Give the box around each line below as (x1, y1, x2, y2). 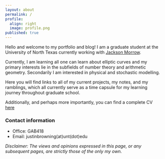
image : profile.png (9, 26, 50, 31)
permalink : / (5, 12, 32, 17)
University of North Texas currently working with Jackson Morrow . (5, 49, 142, 55)
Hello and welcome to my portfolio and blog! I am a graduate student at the (5, 44, 159, 50)
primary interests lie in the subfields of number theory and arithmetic (5, 64, 146, 70)
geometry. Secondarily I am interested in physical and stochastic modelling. (5, 70, 160, 75)
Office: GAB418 (12, 128, 44, 134)
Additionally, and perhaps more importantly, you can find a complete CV (5, 99, 153, 105)
